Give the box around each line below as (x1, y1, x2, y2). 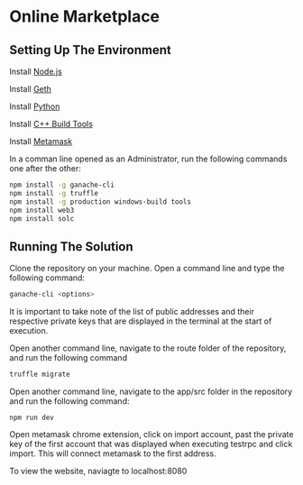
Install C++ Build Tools (9, 119, 93, 129)
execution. (9, 325, 49, 336)
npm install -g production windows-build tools (9, 197, 192, 206)
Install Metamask (9, 136, 73, 146)
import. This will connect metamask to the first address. (9, 448, 216, 459)
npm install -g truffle (9, 188, 99, 197)
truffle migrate (9, 370, 70, 380)
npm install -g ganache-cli (9, 180, 115, 189)
